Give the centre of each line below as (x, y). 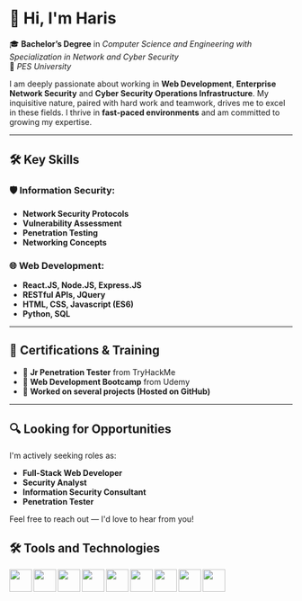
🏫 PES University (40, 66)
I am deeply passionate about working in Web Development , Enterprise (143, 84)
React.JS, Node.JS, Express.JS (82, 285)
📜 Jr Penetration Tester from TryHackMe (99, 372)
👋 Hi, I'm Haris (63, 18)
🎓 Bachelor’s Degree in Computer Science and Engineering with (131, 43)
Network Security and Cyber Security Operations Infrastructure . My (139, 93)
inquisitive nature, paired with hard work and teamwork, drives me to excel (147, 103)
